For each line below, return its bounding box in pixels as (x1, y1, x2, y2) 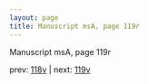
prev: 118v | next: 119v (9, 64, 91, 75)
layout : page (9, 13, 59, 23)
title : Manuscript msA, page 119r (9, 22, 141, 31)
